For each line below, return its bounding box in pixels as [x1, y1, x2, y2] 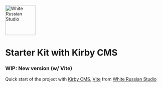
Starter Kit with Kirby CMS [5, 47, 118, 58]
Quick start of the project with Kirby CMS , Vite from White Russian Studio [5, 76, 157, 82]
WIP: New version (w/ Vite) [5, 65, 73, 72]
